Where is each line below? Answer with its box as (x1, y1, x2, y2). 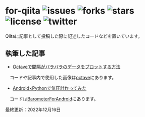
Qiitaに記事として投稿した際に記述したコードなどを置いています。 (5, 33, 142, 39)
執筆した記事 (5, 49, 45, 58)
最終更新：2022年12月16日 (5, 106, 61, 112)
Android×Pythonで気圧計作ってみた (12, 85, 87, 91)
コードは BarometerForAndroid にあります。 (10, 96, 99, 102)
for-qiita (5, 5, 40, 17)
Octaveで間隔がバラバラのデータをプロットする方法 (12, 64, 121, 70)
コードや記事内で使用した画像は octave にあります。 (10, 74, 117, 80)
